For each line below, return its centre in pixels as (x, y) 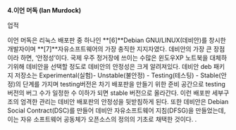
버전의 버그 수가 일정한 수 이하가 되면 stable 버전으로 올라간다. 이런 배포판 (109, 93)
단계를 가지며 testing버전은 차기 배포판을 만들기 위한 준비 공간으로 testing (124, 84)
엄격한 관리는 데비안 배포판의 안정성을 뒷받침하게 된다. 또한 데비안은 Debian (124, 102)
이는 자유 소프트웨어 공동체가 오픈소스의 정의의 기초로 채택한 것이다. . (102, 119)
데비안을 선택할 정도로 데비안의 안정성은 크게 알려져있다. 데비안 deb (119, 66)
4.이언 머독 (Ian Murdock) (44, 10)
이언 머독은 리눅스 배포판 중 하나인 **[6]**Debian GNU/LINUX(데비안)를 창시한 (117, 40)
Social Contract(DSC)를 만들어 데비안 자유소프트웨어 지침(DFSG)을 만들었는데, (117, 110)
